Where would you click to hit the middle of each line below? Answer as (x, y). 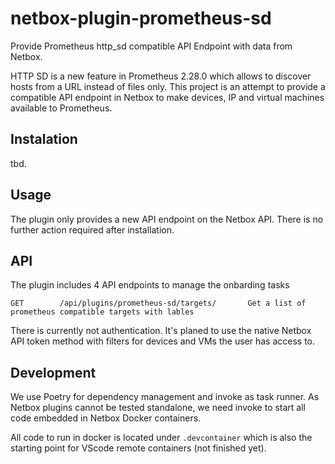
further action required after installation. (92, 229)
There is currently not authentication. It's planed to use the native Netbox (161, 331)
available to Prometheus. (61, 108)
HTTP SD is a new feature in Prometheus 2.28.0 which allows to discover (161, 76)
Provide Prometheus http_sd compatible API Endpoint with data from (151, 46)
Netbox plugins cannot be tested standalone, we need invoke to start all (158, 408)
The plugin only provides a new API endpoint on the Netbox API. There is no (167, 219)
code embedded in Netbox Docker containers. (106, 418)
